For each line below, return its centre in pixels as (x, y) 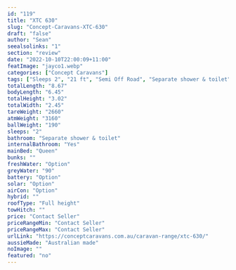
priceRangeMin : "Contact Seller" (56, 223)
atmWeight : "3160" (34, 118)
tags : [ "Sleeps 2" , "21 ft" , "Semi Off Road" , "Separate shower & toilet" (119, 79)
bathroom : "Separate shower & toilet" (64, 138)
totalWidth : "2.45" (36, 105)
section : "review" (34, 53)
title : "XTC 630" (33, 20)
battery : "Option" (34, 177)
